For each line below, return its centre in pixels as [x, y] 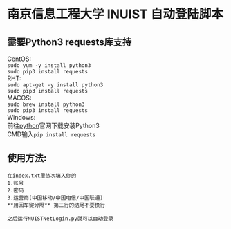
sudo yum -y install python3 [49, 66]
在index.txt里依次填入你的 [42, 176]
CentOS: [19, 59]
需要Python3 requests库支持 [70, 42]
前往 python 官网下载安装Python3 [54, 126]
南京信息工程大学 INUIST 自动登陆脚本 [115, 14]
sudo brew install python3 [46, 104]
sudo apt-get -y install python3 [55, 85]
